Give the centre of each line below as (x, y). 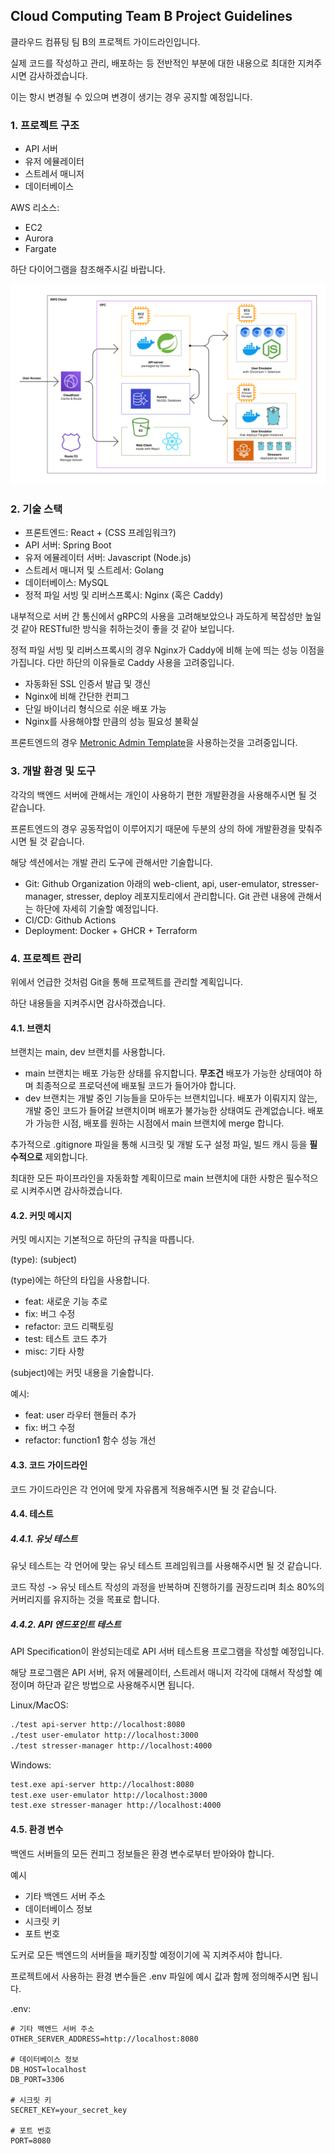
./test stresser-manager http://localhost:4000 (111, 1745)
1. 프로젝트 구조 (45, 125)
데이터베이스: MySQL (67, 583)
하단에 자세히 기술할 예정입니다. (97, 908)
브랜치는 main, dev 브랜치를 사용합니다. (88, 1052)
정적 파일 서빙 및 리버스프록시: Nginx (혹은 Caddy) (124, 595)
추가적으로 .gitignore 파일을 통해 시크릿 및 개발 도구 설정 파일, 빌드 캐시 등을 (159, 1145)
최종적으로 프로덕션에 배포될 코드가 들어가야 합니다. (136, 1086)
